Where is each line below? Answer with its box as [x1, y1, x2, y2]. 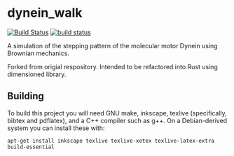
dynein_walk [7, 5, 83, 21]
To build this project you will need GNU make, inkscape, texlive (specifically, [7, 108, 228, 117]
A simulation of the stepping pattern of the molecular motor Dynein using [7, 41, 219, 50]
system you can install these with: [7, 124, 105, 132]
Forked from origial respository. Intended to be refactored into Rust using [7, 62, 219, 71]
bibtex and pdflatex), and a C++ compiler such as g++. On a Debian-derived [7, 116, 228, 125]
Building [7, 90, 44, 102]
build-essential [7, 143, 55, 150]
